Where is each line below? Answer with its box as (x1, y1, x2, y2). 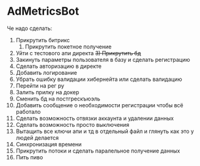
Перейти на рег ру (15, 81, 65, 89)
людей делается (15, 134, 59, 141)
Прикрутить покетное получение (24, 43, 112, 50)
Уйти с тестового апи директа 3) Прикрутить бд (15, 49, 141, 56)
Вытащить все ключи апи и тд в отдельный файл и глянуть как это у (15, 127, 194, 135)
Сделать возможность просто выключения (15, 121, 130, 128)
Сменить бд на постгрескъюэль (15, 95, 100, 102)
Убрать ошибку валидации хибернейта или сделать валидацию (15, 75, 182, 83)
